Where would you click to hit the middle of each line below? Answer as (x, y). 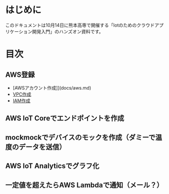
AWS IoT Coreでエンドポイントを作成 (65, 118)
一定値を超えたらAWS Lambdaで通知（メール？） (84, 185)
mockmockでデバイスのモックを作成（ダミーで (80, 137)
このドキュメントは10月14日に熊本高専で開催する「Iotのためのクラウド (80, 25)
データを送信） (42, 147)
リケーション (19, 31)
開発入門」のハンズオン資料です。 (68, 31)
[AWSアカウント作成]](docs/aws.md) (52, 88)
